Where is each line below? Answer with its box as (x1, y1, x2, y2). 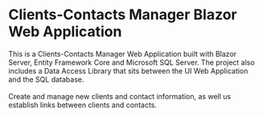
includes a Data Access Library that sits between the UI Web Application (8, 66, 249, 75)
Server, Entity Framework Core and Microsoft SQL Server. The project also (8, 58, 255, 67)
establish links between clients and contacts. (8, 100, 158, 110)
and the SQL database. (8, 74, 84, 84)
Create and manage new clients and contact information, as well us (8, 91, 232, 101)
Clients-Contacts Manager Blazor (8, 6, 237, 24)
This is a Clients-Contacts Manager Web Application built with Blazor (8, 49, 237, 58)
